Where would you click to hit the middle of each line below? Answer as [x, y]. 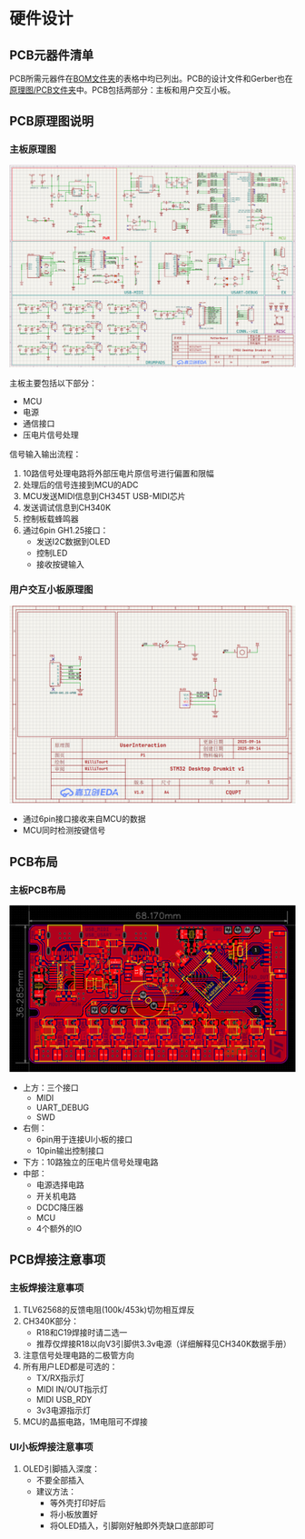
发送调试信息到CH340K [67, 507]
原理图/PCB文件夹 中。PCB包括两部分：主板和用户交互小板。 [123, 90]
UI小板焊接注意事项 [51, 1447]
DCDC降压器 [60, 1207]
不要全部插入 [60, 1480]
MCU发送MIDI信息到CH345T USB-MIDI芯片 [104, 495]
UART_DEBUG [63, 1107]
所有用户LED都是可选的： [70, 1366]
